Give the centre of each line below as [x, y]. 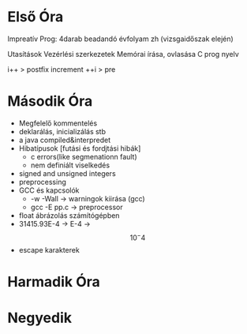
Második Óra [50, 101]
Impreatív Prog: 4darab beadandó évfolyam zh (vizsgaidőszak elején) [120, 39]
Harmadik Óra [54, 281]
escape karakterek [49, 250]
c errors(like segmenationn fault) [84, 156]
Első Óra [36, 17]
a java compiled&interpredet [65, 140]
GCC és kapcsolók [49, 190]
